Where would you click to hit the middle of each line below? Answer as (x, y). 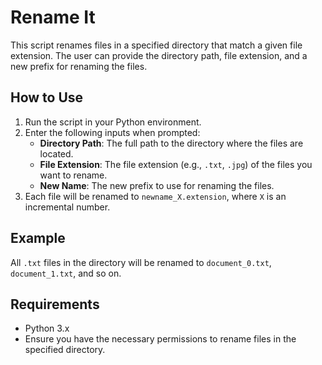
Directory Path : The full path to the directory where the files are (171, 143)
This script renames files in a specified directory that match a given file (156, 45)
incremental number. (67, 207)
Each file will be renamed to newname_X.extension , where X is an (155, 196)
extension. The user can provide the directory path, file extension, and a (159, 55)
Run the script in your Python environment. (113, 122)
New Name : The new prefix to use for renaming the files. (157, 185)
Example (38, 238)
